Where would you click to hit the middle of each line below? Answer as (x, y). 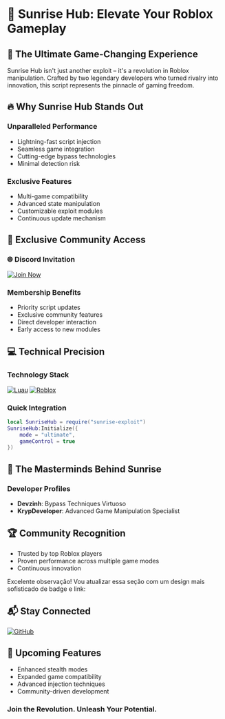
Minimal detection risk (49, 163)
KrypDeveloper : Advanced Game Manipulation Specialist (98, 511)
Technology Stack (38, 375)
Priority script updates (49, 307)
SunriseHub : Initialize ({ (43, 428)
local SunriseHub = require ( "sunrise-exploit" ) (77, 422)
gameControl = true (47, 441)
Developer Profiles (39, 488)
